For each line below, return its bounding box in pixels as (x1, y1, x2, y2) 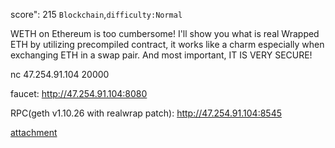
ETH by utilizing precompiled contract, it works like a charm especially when (10, 39, 325, 50)
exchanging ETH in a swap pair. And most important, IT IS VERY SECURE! (10, 49, 313, 61)
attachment (10, 127, 58, 138)
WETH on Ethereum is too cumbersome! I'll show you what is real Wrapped (10, 28, 320, 39)
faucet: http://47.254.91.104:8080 (10, 88, 148, 99)
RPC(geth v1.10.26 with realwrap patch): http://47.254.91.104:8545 (10, 107, 282, 119)
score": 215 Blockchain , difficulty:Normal (10, 9, 183, 20)
